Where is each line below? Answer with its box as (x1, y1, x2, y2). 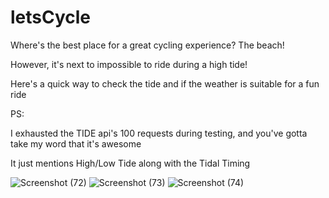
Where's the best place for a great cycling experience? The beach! (10, 39, 285, 51)
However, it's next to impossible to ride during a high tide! (10, 58, 248, 70)
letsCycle (10, 6, 91, 29)
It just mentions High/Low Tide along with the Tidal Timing (10, 157, 251, 169)
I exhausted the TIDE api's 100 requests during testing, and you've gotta (10, 127, 308, 139)
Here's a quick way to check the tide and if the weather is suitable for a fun (10, 77, 320, 90)
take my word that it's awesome (10, 137, 142, 150)
